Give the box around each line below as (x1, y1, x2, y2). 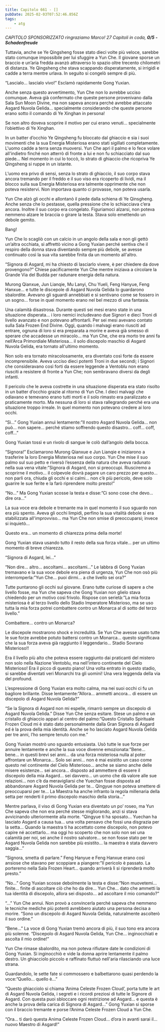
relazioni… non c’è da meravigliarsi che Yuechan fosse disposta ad (5, 778, 140, 784)
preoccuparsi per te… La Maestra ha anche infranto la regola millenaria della (5, 789, 160, 794)
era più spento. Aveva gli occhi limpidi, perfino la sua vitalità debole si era (5, 510, 154, 516)
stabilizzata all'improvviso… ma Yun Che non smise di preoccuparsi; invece (5, 516, 158, 521)
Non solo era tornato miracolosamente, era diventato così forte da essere (5, 353, 154, 359)
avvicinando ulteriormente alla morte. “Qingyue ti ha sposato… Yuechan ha (5, 814, 157, 820)
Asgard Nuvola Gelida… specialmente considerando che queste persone (5, 105, 152, 111)
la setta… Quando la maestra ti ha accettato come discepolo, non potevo (5, 824, 153, 830)
